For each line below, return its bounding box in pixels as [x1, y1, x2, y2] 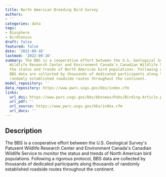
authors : [5, 12, 23, 17]
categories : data [5, 21, 41, 26]
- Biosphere [5, 30, 30, 35]
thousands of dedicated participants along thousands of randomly [5, 161, 140, 167]
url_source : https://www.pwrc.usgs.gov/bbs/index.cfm [9, 104, 123, 109]
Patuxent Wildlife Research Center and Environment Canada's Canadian [5, 145, 152, 151]
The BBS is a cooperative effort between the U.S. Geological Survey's [5, 139, 147, 146]
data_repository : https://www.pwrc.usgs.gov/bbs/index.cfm [5, 85, 129, 90]
